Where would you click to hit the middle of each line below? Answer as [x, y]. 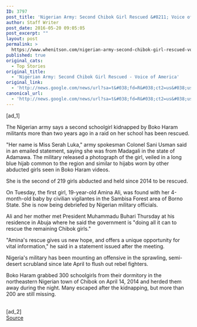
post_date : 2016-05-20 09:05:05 [45, 28]
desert [14, 264]
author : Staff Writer [33, 22]
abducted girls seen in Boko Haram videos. [58, 169]
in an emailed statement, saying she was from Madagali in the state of [91, 151]
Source [15, 318]
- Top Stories [28, 66]
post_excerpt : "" [27, 33]
